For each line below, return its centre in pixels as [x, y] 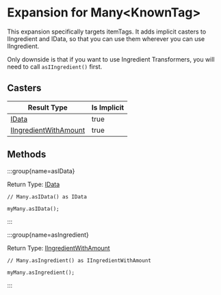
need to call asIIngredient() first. [55, 66]
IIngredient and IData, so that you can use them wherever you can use [106, 38]
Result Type [48, 107]
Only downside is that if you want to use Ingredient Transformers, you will [111, 59]
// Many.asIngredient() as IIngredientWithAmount [79, 260]
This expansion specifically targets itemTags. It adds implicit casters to [107, 31]
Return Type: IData [34, 184]
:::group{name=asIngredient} [48, 235]
